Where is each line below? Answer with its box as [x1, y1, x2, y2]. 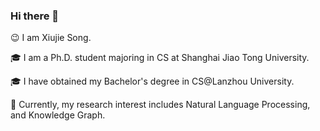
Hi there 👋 [10, 9, 60, 23]
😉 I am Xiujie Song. [10, 32, 92, 44]
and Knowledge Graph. [10, 109, 106, 121]
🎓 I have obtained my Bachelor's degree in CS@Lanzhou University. [10, 75, 295, 88]
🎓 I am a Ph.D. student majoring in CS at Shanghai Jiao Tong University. [10, 52, 310, 64]
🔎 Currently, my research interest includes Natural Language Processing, [10, 99, 311, 111]
